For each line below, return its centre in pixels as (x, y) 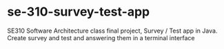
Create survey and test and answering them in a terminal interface (101, 37)
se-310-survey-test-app (79, 12)
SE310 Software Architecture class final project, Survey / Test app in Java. (112, 31)
